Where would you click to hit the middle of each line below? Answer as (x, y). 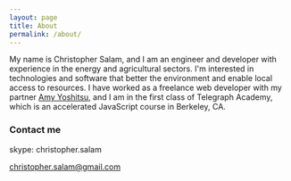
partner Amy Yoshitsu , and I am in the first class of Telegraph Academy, (141, 97)
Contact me (35, 130)
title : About (33, 26)
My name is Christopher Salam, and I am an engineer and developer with (143, 60)
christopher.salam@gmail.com (65, 167)
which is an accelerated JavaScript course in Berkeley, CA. (117, 107)
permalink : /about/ (46, 34)
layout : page (33, 17)
